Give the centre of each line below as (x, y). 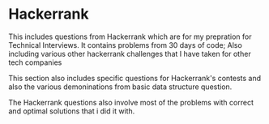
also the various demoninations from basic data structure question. (120, 87)
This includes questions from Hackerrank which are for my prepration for (130, 36)
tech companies (35, 62)
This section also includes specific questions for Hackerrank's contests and (135, 78)
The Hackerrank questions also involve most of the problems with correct (131, 102)
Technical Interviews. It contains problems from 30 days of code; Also (126, 45)
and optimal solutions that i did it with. (72, 111)
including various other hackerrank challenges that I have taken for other (130, 53)
